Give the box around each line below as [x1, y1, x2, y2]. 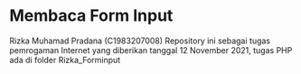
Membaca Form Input [9, 5, 174, 26]
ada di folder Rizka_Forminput [9, 54, 121, 65]
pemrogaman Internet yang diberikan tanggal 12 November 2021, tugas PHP [9, 44, 293, 55]
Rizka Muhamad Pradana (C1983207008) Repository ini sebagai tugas [9, 35, 271, 46]
